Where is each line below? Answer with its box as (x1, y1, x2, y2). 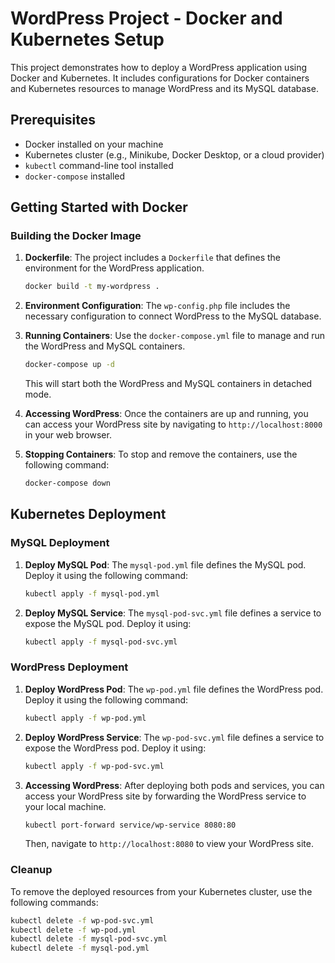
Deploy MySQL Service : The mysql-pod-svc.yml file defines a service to (24, 607, 322, 619)
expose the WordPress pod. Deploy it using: (24, 742, 207, 754)
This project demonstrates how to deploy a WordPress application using (10, 61, 308, 73)
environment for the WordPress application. (24, 262, 205, 274)
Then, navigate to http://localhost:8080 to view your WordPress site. (24, 838, 314, 850)
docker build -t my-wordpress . (24, 282, 160, 292)
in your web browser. (24, 429, 112, 441)
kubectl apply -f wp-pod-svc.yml (24, 761, 165, 771)
